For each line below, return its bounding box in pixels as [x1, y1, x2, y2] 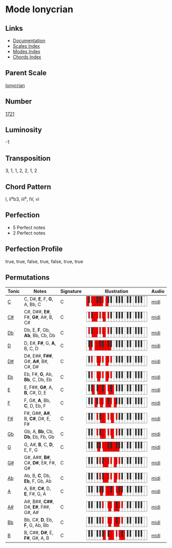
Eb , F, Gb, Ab [24, 478, 52, 484]
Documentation [12, 37, 46, 44]
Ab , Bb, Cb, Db [24, 332, 55, 339]
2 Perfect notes [12, 229, 46, 236]
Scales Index [12, 43, 40, 49]
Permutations [5, 273, 50, 282]
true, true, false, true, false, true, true [5, 258, 83, 264]
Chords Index [12, 54, 41, 60]
